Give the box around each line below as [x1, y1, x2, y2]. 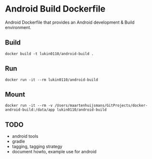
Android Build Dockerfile [5, 3, 106, 14]
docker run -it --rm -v [5, 103, 53, 108]
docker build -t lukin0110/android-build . [5, 51, 94, 56]
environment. [5, 24, 31, 30]
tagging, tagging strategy [12, 144, 63, 149]
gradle [12, 139, 25, 145]
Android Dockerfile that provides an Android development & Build [5, 19, 135, 25]
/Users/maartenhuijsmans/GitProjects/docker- [55, 103, 148, 108]
